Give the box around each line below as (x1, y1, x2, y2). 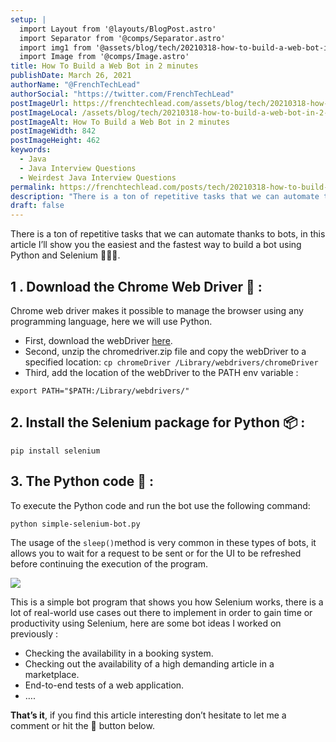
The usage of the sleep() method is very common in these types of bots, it (10, 536, 317, 548)
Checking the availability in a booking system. (24, 647, 214, 659)
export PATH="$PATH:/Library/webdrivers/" (10, 386, 190, 396)
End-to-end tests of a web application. (24, 679, 185, 691)
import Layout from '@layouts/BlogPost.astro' (19, 24, 217, 34)
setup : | (10, 14, 47, 25)
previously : (10, 627, 59, 640)
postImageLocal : (10, 107, 78, 118)
